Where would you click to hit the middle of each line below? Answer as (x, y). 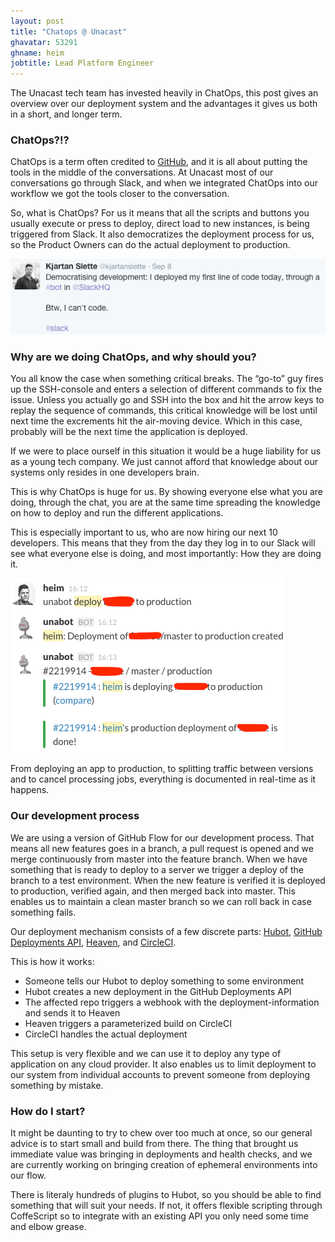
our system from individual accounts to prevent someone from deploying (160, 1074)
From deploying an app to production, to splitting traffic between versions (162, 769)
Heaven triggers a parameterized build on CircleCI (128, 1023)
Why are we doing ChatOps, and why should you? (133, 357)
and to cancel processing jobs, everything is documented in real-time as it (163, 779)
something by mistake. (57, 1085)
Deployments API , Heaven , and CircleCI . (93, 942)
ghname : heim (37, 53)
